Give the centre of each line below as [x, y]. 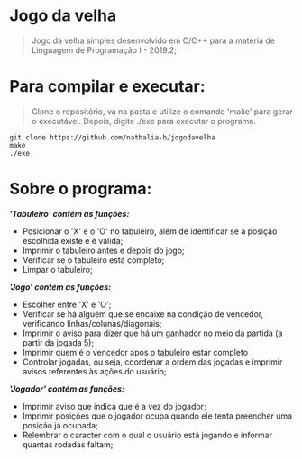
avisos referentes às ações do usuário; [94, 371]
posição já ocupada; [60, 425]
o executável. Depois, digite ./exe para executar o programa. [144, 121]
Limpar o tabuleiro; [57, 269]
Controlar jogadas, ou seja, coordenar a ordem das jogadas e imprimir [152, 362]
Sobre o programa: [81, 189]
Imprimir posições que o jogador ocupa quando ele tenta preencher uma [157, 416]
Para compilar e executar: [107, 87]
